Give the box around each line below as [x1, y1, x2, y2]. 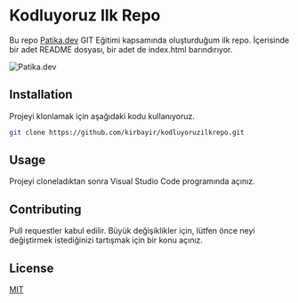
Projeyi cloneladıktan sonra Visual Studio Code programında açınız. [9, 176, 255, 187]
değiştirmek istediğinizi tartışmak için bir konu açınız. [9, 235, 203, 245]
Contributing [9, 202, 82, 217]
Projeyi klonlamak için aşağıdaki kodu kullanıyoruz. [9, 110, 196, 121]
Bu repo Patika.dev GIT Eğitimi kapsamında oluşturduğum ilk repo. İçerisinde [9, 35, 290, 45]
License [9, 260, 54, 275]
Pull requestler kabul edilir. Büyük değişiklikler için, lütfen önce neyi [9, 226, 255, 236]
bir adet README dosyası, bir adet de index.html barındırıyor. [9, 44, 233, 54]
